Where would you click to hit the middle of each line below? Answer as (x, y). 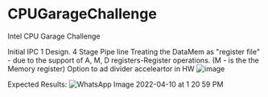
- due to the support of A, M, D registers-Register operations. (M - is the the (133, 60)
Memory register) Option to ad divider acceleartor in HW (101, 68)
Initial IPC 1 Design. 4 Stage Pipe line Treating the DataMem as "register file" (134, 51)
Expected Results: (37, 84)
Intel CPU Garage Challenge (54, 36)
